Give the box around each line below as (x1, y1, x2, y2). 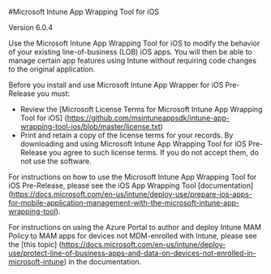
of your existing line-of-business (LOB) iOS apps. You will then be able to (8, 47, 253, 56)
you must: (37, 89, 71, 98)
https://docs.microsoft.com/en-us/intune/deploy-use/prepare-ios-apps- (11, 189, 253, 198)
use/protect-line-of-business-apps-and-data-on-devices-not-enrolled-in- (8, 248, 257, 258)
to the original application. (8, 64, 96, 74)
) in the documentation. (63, 257, 142, 267)
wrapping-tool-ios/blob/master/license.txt (19, 122, 161, 131)
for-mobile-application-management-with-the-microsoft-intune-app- (8, 198, 240, 207)
